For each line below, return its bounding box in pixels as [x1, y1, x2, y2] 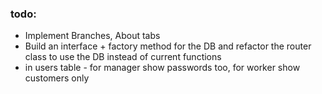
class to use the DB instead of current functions [24, 51, 222, 63]
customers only [24, 72, 90, 84]
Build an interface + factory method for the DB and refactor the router [24, 40, 312, 52]
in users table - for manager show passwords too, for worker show [24, 62, 301, 74]
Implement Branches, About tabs [24, 30, 161, 42]
